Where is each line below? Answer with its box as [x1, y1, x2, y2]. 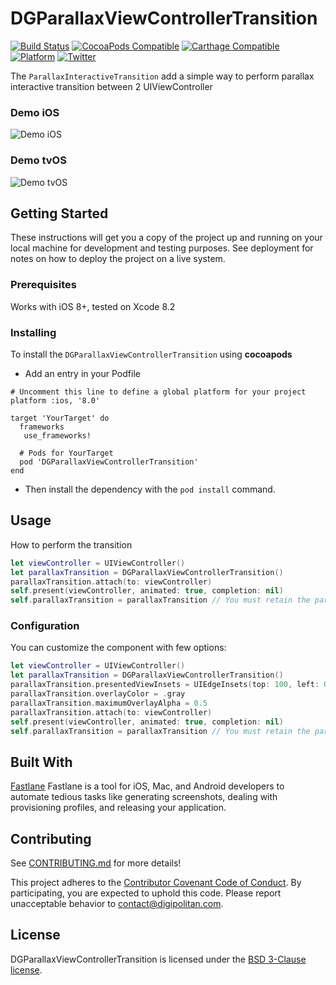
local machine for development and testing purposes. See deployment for [10, 242, 314, 254]
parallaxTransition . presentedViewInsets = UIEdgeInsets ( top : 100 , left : [10, 680, 320, 690]
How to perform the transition [10, 538, 133, 551]
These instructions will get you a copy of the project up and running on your [10, 232, 323, 244]
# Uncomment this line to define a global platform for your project [10, 387, 307, 397]
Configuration [10, 619, 80, 633]
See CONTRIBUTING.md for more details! [10, 857, 182, 869]
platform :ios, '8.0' [10, 395, 101, 406]
